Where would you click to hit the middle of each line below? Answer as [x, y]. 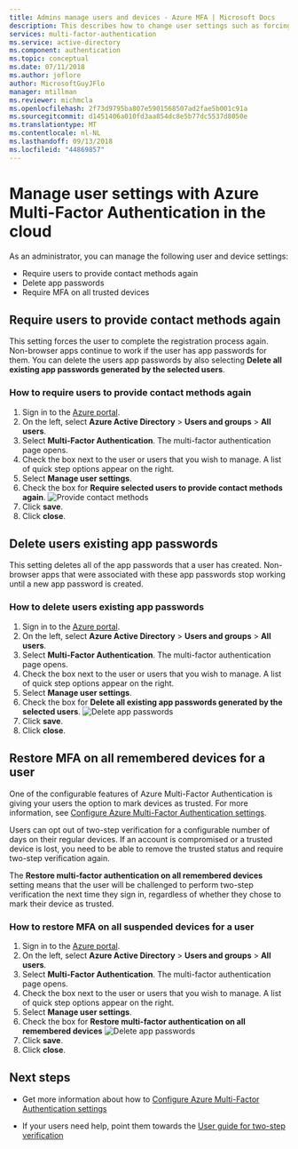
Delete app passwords [63, 283]
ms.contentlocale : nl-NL [55, 133]
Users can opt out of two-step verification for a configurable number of [140, 830]
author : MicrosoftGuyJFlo [57, 84]
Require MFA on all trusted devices [86, 292]
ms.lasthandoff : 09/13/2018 [61, 141]
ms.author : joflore [45, 76]
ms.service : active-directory [65, 42]
